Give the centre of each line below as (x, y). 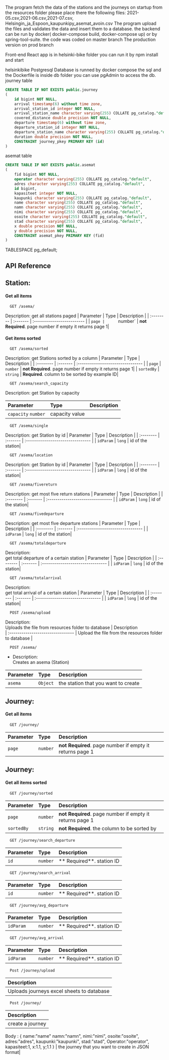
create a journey (27, 1024)
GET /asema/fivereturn (33, 485)
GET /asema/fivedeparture (37, 514)
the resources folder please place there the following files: (66, 13)
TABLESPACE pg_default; (31, 250)
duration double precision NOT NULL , (54, 137)
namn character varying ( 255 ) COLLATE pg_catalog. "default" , (78, 207)
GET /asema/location (31, 455)
